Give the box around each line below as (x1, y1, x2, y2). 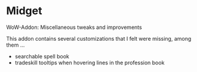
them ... (6, 41, 25, 48)
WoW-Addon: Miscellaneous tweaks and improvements (6, 24, 142, 31)
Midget (6, 4, 42, 18)
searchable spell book (14, 53, 70, 60)
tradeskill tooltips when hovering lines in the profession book (14, 59, 165, 66)
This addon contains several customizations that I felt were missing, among (6, 35, 192, 42)
